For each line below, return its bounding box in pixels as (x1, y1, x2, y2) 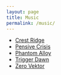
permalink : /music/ (6, 20, 56, 26)
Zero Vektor (14, 62, 45, 70)
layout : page (6, 8, 39, 15)
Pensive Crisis (14, 43, 51, 50)
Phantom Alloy (14, 50, 51, 57)
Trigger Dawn (14, 56, 50, 64)
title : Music (6, 15, 39, 21)
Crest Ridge (14, 37, 45, 44)
